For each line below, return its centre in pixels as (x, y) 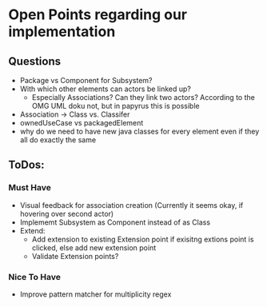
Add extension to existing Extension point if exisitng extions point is (143, 239)
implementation (62, 32)
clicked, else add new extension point (94, 247)
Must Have (30, 188)
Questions (35, 61)
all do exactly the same (58, 140)
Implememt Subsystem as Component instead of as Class (115, 222)
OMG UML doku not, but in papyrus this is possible (116, 106)
